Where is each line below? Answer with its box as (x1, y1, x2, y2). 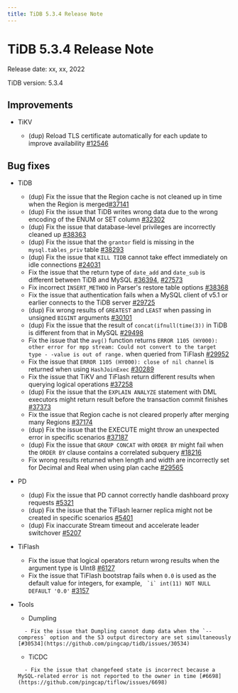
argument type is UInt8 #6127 (28, 564, 116, 573)
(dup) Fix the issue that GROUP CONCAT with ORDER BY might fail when (28, 440, 224, 449)
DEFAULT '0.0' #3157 (28, 586, 90, 595)
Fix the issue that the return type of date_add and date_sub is (28, 268, 206, 277)
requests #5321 (28, 499, 75, 507)
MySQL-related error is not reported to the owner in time (17, 673, 197, 680)
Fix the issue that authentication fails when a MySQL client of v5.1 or (28, 291, 228, 300)
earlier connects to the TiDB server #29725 (28, 298, 156, 307)
